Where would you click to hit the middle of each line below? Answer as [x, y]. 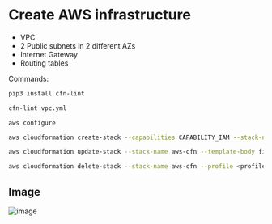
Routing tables [44, 63]
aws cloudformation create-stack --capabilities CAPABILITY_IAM [119, 137]
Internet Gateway [49, 54]
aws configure [32, 123]
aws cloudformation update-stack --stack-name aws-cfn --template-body [132, 152]
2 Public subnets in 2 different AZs [78, 45]
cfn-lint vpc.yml [38, 108]
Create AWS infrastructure [100, 15]
